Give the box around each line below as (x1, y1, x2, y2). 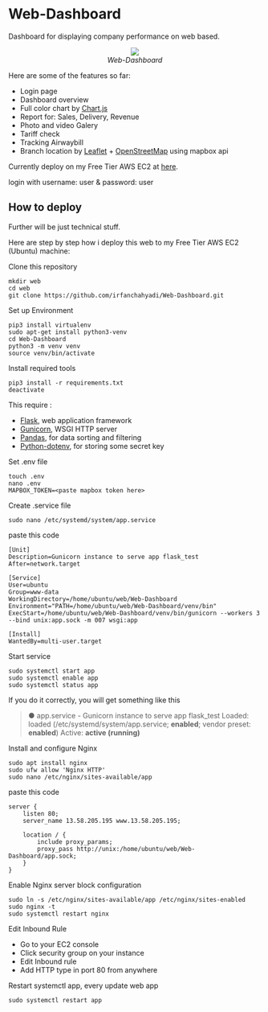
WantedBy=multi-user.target (8, 637, 103, 645)
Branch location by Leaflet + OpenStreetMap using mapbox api (19, 146, 229, 155)
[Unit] (8, 545, 30, 553)
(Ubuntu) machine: (8, 246, 71, 256)
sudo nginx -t (8, 903, 56, 911)
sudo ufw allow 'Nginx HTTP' (8, 766, 106, 774)
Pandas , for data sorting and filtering (19, 432, 142, 442)
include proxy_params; (37, 837, 113, 845)
